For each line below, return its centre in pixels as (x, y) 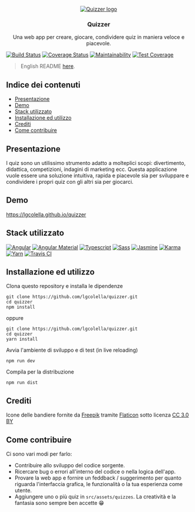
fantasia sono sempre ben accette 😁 (59, 503)
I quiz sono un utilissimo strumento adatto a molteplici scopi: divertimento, (96, 163)
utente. (23, 490)
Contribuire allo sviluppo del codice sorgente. (70, 465)
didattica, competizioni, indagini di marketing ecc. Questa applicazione (92, 169)
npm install (21, 307)
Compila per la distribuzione (40, 372)
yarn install (22, 339)
